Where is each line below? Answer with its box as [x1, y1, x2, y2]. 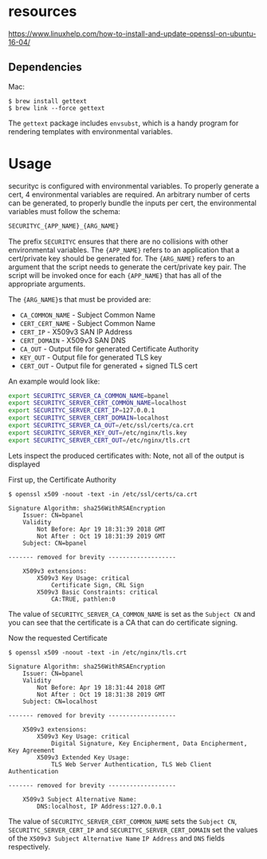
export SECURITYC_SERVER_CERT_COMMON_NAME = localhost [8, 399, 187, 408]
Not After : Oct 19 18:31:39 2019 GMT [37, 532, 166, 540]
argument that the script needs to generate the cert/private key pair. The [8, 262, 247, 272]
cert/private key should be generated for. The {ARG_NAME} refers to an [8, 253, 235, 263]
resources [8, 2, 77, 21]
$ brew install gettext [8, 97, 88, 105]
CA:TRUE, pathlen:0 [50, 595, 116, 603]
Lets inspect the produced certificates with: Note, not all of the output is [8, 451, 245, 460]
